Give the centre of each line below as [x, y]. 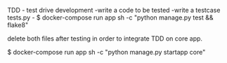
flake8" [18, 25]
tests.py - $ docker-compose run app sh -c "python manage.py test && [110, 17]
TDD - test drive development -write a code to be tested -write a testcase [114, 10]
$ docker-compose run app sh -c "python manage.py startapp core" [106, 52]
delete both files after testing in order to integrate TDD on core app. [105, 38]
